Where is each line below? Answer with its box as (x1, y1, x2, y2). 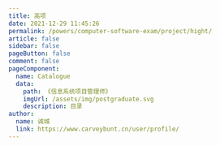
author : (8, 110, 35, 118)
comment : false (8, 58, 60, 66)
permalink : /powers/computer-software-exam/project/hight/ (8, 27, 213, 35)
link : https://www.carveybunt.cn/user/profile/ (15, 125, 180, 133)
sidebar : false (8, 42, 60, 50)
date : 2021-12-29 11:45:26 (8, 19, 100, 28)
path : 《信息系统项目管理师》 (23, 87, 112, 96)
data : (15, 79, 35, 88)
